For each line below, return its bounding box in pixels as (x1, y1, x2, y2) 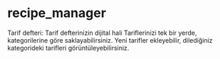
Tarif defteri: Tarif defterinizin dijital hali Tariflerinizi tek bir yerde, (7, 28, 197, 37)
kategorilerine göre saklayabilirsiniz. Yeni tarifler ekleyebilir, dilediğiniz (7, 36, 213, 44)
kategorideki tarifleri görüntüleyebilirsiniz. (7, 43, 130, 52)
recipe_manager (7, 5, 107, 21)
